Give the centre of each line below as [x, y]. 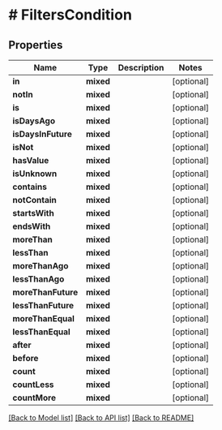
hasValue [31, 160]
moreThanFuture [45, 292]
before [26, 358]
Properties [36, 45]
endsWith [32, 226]
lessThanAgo [38, 279]
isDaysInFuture [43, 134]
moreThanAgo [41, 266]
